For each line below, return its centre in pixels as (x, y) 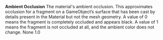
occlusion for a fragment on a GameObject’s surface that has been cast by (80, 12)
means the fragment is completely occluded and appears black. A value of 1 (81, 22)
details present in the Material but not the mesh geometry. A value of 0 (76, 17)
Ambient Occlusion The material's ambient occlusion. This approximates (79, 7)
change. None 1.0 (23, 32)
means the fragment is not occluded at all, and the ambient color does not (80, 27)
